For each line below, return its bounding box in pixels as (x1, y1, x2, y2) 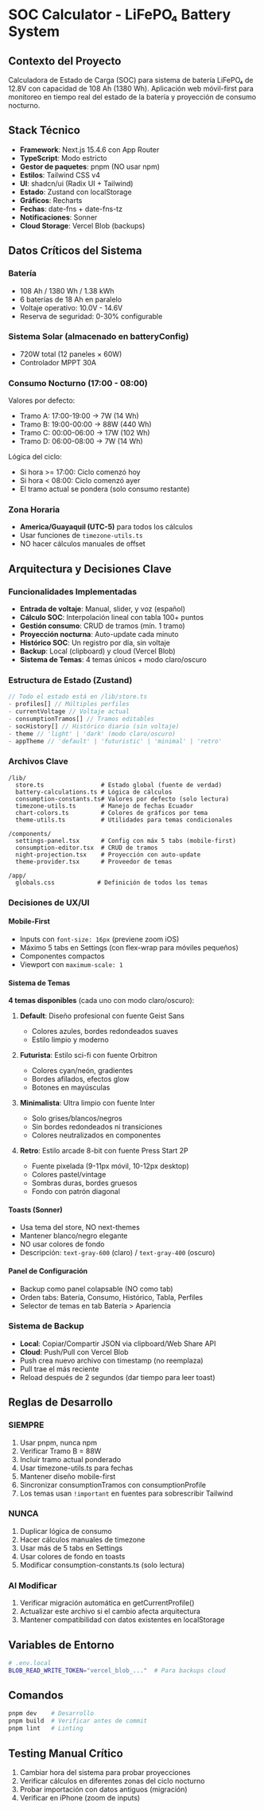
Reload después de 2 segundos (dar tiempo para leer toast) (19, 1372, 216, 1382)
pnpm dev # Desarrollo (8, 1710, 94, 1718)
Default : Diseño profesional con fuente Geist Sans (19, 1011, 185, 1020)
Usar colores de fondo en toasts (19, 1551, 126, 1561)
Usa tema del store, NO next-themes (19, 1223, 141, 1232)
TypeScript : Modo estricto (19, 153, 107, 162)
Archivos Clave (8, 756, 69, 767)
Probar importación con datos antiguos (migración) (19, 1785, 188, 1794)
